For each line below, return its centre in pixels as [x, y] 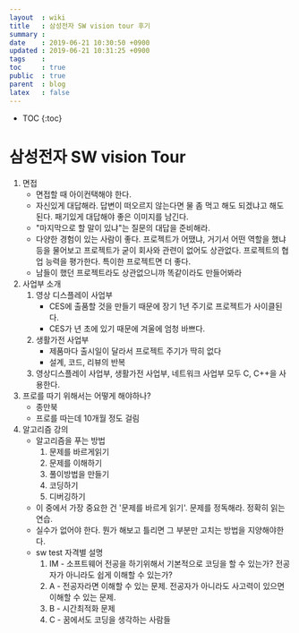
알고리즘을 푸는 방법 [70, 441]
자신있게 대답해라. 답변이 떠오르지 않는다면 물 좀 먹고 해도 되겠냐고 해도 [160, 206]
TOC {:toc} [42, 118]
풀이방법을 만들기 [79, 475]
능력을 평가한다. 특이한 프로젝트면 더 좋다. [118, 261]
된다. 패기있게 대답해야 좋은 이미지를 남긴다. [112, 217]
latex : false [39, 92]
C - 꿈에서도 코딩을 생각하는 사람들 [110, 620]
